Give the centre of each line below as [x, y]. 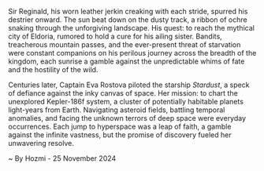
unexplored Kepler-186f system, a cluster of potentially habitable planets [126, 102]
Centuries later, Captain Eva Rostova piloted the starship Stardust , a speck [129, 85]
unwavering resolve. [41, 143]
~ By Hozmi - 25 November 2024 [62, 158]
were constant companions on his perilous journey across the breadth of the [132, 53]
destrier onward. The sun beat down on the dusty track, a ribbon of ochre [128, 20]
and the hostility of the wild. [53, 69]
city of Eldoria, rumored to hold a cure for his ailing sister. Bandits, [115, 36]
